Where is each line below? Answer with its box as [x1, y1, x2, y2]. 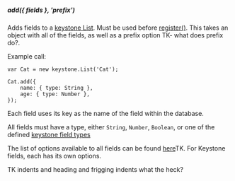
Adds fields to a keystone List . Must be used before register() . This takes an [7, 23, 229, 32]
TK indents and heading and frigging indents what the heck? [7, 165, 184, 173]
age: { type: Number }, [20, 90, 91, 98]
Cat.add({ [7, 78, 37, 85]
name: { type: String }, [20, 84, 93, 91]
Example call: [7, 52, 47, 60]
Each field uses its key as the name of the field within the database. [7, 109, 204, 117]
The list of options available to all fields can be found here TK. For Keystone [7, 144, 226, 152]
